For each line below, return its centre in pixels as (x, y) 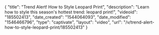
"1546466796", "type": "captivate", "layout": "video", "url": (64, 22)
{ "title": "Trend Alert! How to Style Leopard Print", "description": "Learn (77, 7)
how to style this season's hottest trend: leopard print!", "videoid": (71, 12)
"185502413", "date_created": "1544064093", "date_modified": (68, 17)
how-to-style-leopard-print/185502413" (45, 27)
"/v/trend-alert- (139, 22)
